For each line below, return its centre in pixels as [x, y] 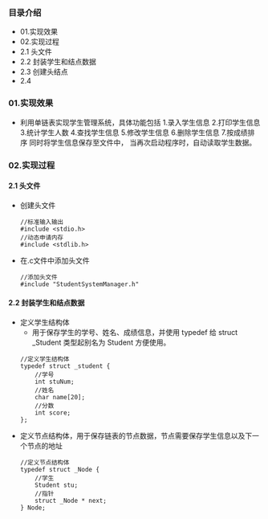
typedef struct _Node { [60, 469]
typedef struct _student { [65, 366]
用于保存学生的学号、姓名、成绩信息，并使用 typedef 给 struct [135, 332]
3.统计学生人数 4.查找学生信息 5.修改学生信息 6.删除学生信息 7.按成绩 [134, 132]
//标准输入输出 [42, 222]
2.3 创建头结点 [44, 72]
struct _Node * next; [71, 501]
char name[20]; [60, 397]
